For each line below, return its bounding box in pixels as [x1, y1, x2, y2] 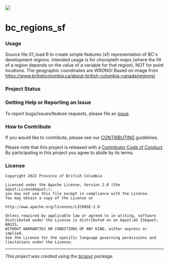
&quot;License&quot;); [5, 187, 53, 192]
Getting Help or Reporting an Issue [5, 99, 92, 106]
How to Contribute [5, 123, 51, 130]
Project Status [5, 86, 41, 93]
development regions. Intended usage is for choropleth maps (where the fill [5, 57, 161, 63]
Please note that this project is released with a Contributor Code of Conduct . [5, 144, 164, 150]
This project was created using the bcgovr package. [5, 253, 114, 259]
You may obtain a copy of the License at [5, 195, 94, 201]
